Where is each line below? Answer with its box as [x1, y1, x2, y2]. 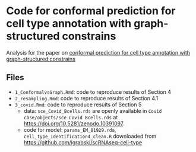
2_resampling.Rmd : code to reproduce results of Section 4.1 [14, 94, 159, 102]
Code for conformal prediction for [6, 4, 176, 18]
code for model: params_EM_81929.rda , [23, 126, 116, 133]
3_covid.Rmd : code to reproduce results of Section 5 [14, 101, 142, 108]
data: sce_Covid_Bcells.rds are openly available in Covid [23, 107, 162, 114]
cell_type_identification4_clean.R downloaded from [23, 132, 157, 140]
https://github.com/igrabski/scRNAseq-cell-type [23, 138, 143, 146]
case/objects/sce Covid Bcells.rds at [23, 113, 118, 121]
